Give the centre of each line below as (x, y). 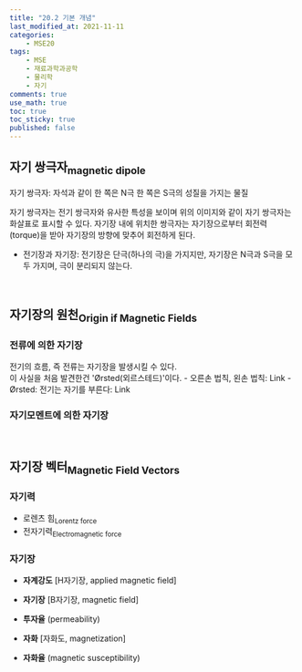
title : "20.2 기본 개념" (53, 18)
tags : (20, 52)
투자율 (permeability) (61, 619)
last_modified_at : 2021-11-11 (67, 26)
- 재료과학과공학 (52, 69)
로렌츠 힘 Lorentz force (60, 519)
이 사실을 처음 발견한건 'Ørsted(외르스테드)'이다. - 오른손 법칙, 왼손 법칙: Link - (151, 377)
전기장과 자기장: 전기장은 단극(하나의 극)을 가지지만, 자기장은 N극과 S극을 (153, 254)
